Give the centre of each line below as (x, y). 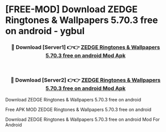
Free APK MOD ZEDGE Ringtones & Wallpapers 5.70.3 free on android (78, 109)
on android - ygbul (45, 31)
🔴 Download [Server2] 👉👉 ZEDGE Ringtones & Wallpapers (86, 80)
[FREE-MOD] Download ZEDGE (72, 9)
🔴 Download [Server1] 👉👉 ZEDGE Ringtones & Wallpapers (86, 47)
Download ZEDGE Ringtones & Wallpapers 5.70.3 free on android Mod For (83, 119)
